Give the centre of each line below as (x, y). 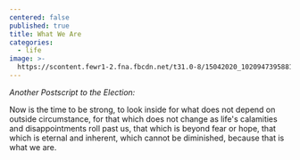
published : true (39, 26)
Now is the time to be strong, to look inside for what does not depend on (142, 109)
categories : (31, 42)
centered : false (39, 17)
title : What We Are (46, 34)
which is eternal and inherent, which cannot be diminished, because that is (147, 138)
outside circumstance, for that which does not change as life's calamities (144, 119)
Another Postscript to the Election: (72, 92)
